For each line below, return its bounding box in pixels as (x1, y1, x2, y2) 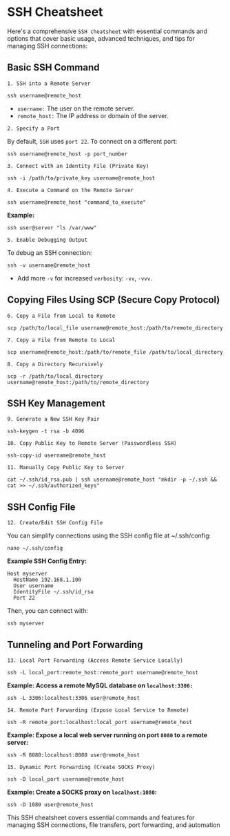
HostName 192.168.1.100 (13, 576, 81, 584)
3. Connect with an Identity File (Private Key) (7, 162, 149, 169)
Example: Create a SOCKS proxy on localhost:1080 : (7, 788, 157, 796)
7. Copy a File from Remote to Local (7, 336, 116, 343)
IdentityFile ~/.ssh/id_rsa (13, 589, 94, 596)
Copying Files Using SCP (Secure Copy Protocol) (7, 294, 220, 306)
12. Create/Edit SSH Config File (7, 520, 103, 526)
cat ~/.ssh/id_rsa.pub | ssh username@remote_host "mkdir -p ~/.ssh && (7, 476, 217, 484)
